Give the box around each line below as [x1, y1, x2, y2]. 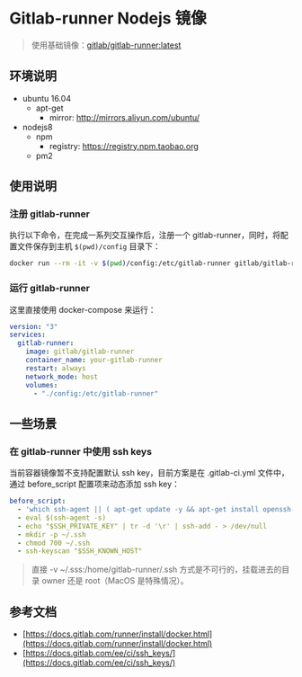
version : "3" [9, 322, 58, 331]
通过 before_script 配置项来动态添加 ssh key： [9, 478, 180, 490]
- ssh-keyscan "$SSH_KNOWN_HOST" [17, 547, 143, 556]
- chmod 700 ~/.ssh [17, 539, 91, 548]
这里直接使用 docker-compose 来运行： [9, 304, 156, 315]
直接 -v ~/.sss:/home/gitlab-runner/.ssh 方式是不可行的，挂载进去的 [31, 564, 282, 575]
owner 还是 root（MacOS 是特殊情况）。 [41, 575, 189, 586]
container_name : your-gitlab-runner [25, 356, 164, 365]
